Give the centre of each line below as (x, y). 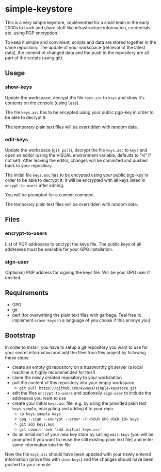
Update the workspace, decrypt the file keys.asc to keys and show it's (75, 97)
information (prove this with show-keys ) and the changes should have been (79, 459)
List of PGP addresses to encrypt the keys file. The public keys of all (73, 244)
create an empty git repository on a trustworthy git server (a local (77, 367)
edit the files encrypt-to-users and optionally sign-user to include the (82, 393)
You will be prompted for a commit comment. (50, 195)
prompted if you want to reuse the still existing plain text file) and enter (83, 439)
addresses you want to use (39, 398)
